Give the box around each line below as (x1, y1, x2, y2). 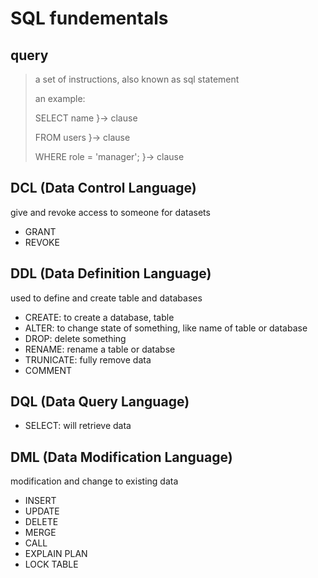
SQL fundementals (10, 7, 169, 30)
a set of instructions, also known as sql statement (34, 73, 240, 85)
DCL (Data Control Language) (10, 180, 197, 197)
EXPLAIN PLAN (24, 548, 88, 560)
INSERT (24, 495, 57, 507)
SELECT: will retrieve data (24, 420, 132, 432)
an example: (34, 93, 86, 104)
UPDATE (24, 505, 60, 517)
